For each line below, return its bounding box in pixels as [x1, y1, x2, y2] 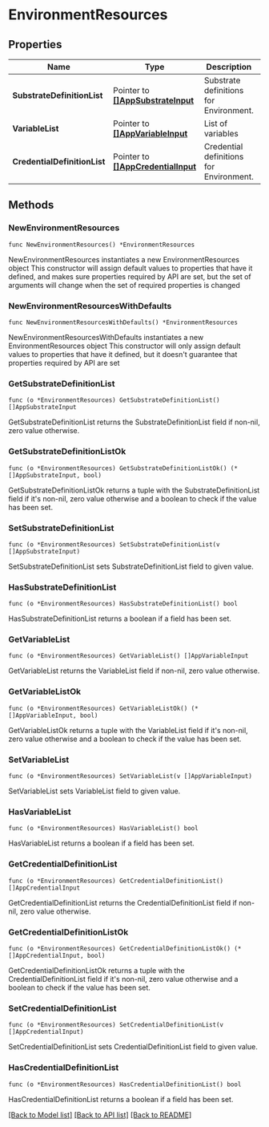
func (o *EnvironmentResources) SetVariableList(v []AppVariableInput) [8, 772, 252, 780]
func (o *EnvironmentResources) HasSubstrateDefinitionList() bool [8, 600, 239, 608]
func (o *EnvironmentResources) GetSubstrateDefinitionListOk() [8, 464, 227, 472]
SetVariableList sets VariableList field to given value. [8, 786, 181, 796]
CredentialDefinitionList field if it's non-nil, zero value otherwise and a [8, 974, 239, 983]
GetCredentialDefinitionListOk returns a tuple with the [8, 965, 186, 975]
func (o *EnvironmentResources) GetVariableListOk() [8, 704, 188, 712]
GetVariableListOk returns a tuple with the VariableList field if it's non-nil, [8, 725, 248, 735]
